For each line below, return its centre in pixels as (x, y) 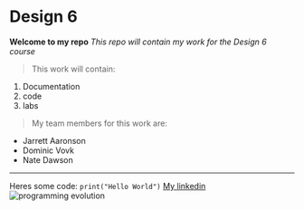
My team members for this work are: (99, 123)
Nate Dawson (48, 159)
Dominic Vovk (48, 150)
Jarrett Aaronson (54, 140)
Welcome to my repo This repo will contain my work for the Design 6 (138, 42)
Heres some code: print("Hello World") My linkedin (108, 186)
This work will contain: (73, 69)
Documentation (51, 86)
